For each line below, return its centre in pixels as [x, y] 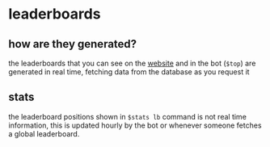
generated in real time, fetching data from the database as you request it [129, 72]
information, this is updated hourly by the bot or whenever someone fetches [135, 125]
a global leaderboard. [44, 133]
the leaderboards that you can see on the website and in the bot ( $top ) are [132, 63]
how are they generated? [73, 44]
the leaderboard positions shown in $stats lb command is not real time [127, 116]
